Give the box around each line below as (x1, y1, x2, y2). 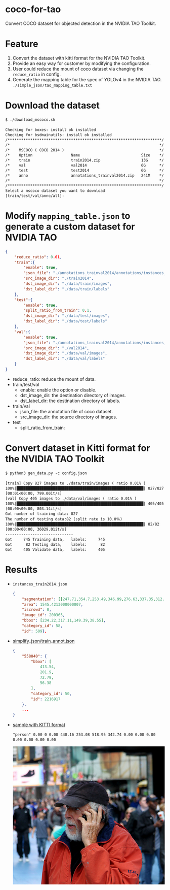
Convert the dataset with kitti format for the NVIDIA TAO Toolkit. (12, 55, 146, 61)
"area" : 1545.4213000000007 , (22, 602, 83, 607)
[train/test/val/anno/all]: (5, 193, 65, 199)
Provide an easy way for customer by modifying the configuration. (12, 60, 151, 67)
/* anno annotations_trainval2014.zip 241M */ (5, 173, 164, 178)
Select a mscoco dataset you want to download (5, 188, 105, 193)
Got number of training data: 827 (5, 511, 78, 516)
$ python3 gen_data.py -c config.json (5, 471, 87, 476)
